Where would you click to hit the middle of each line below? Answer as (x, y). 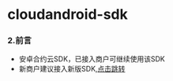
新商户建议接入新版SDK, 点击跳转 (72, 69)
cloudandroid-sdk (68, 15)
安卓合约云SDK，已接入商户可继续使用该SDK (92, 59)
